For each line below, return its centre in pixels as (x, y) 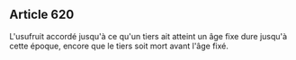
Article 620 (42, 15)
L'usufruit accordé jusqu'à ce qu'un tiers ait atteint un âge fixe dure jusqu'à (148, 36)
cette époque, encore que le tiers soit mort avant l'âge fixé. (119, 46)
